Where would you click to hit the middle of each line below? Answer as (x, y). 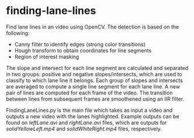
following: (18, 33)
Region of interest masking (47, 56)
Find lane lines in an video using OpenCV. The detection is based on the (93, 27)
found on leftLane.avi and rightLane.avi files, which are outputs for (86, 122)
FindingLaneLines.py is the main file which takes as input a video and (89, 110)
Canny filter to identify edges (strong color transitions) (80, 44)
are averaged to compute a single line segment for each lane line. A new (93, 86)
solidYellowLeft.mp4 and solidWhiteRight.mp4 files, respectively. (84, 129)
